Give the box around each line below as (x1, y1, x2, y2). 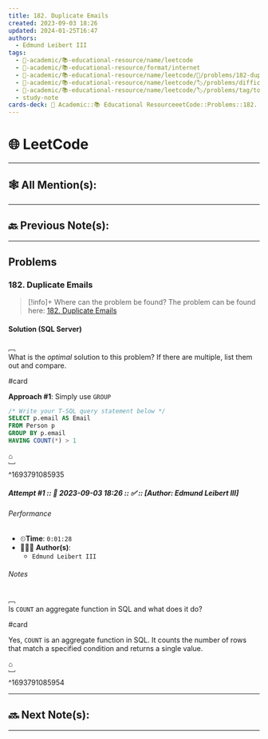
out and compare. (8, 361, 67, 370)
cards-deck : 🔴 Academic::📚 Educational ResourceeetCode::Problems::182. (8, 101, 258, 109)
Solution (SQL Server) (8, 324, 82, 334)
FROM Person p (8, 421, 56, 430)
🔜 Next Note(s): (8, 709, 90, 722)
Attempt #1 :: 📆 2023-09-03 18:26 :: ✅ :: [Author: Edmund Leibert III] (8, 488, 239, 497)
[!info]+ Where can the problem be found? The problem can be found (27, 298, 256, 307)
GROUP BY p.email (8, 429, 66, 437)
